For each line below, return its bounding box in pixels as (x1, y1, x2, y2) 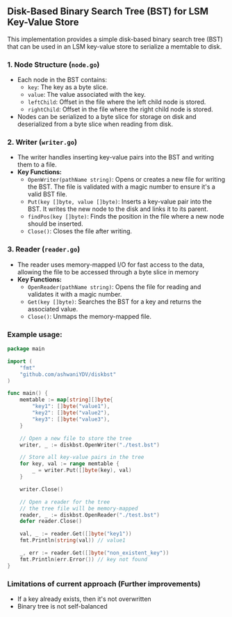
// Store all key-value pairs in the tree (19, 454, 144, 461)
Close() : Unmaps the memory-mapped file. (27, 312, 151, 320)
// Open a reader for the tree (19, 498, 110, 506)
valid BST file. (27, 190, 67, 198)
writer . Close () (19, 485, 64, 493)
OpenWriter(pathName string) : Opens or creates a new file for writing (27, 175, 226, 184)
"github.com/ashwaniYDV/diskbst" (19, 370, 117, 378)
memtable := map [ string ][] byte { (19, 396, 113, 403)
